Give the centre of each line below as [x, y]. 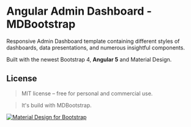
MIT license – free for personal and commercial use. [87, 93]
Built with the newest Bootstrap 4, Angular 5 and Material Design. [89, 59]
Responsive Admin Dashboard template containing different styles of [93, 41]
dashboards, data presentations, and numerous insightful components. [96, 48]
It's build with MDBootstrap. [56, 105]
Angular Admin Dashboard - [79, 11]
